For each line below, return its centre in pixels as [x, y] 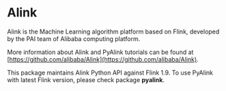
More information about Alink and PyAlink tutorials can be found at [100, 52]
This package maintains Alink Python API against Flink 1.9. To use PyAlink [110, 73]
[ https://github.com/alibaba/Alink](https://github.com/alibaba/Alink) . [103, 59]
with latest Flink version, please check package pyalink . [86, 79]
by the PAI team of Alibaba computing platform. [74, 38]
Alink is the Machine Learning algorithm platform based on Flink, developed [113, 31]
